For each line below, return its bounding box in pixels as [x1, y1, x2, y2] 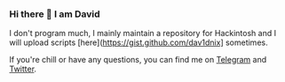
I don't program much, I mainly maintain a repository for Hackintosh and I [9, 28, 277, 39]
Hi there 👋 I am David [9, 8, 100, 20]
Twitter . [9, 63, 37, 74]
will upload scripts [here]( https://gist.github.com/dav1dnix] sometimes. [9, 37, 268, 48]
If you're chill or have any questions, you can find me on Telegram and [9, 55, 267, 65]
